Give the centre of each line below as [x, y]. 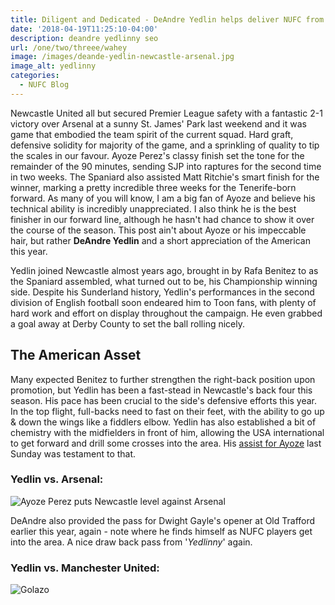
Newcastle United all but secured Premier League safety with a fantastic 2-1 [166, 113]
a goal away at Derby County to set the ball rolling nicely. [128, 323]
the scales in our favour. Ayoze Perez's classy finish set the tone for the [157, 155]
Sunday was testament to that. [73, 453]
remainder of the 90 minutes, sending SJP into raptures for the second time [166, 166]
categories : [35, 76]
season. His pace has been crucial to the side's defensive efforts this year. [164, 400]
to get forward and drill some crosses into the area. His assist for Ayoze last [166, 443]
